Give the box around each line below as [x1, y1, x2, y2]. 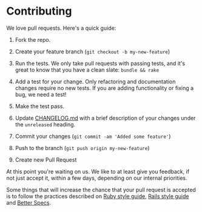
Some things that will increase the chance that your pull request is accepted [6, 186, 196, 193]
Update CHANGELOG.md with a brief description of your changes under [15, 114, 196, 121]
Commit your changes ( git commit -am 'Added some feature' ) [15, 132, 171, 140]
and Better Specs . [6, 199, 52, 206]
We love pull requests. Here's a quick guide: [6, 24, 116, 32]
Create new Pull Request [15, 156, 77, 163]
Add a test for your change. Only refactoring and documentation [15, 78, 176, 85]
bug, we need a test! [15, 91, 67, 98]
